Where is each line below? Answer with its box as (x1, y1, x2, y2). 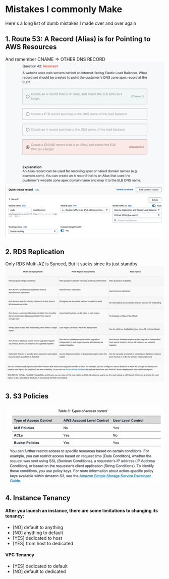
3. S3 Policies (5, 392, 49, 400)
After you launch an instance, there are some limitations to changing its (5, 508, 158, 514)
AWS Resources (5, 43, 57, 51)
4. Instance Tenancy (5, 493, 71, 502)
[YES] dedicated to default (12, 563, 68, 569)
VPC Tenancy (5, 552, 34, 558)
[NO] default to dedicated (12, 568, 66, 574)
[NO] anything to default (12, 530, 64, 536)
